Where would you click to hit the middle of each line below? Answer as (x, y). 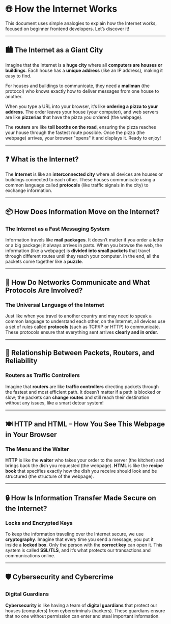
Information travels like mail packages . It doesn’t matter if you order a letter (84, 240)
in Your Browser (31, 435)
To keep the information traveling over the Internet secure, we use (75, 534)
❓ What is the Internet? (42, 159)
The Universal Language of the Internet (55, 305)
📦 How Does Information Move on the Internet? (82, 212)
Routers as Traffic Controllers (42, 375)
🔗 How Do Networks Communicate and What (78, 282)
